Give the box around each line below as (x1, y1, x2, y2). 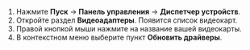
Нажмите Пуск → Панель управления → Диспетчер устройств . (15, 7, 241, 16)
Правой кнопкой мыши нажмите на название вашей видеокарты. (15, 24, 242, 33)
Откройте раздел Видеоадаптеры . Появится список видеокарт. (15, 15, 238, 25)
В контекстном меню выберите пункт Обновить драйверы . (15, 32, 223, 42)
